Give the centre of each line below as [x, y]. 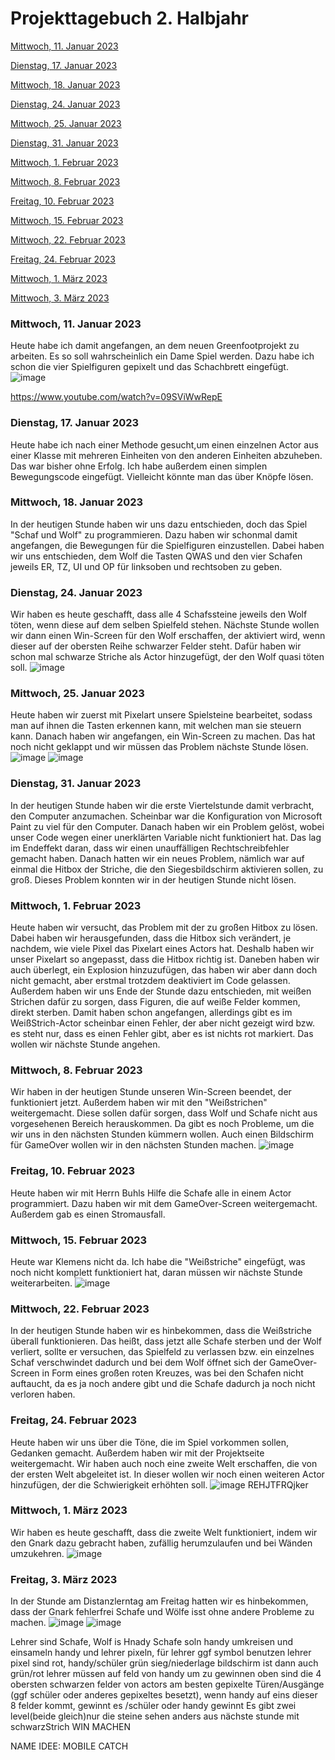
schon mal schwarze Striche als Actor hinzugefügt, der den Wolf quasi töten [167, 657]
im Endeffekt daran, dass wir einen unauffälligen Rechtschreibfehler [150, 848]
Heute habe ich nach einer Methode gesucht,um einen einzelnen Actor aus [164, 444]
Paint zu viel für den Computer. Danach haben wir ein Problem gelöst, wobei [167, 826]
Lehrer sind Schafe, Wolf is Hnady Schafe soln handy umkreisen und [151, 1642]
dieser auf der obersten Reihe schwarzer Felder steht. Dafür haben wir [156, 646]
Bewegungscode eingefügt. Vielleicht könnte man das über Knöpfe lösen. [162, 476]
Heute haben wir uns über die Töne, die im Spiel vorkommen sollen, [150, 1442]
